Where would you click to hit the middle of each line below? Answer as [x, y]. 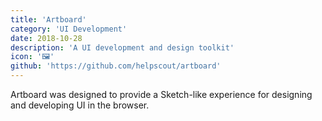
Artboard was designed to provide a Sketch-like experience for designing [161, 94]
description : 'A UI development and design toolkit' [122, 47]
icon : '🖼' [32, 57]
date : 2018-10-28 [46, 38]
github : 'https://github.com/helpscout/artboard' [116, 66]
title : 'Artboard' [48, 19]
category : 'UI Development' [69, 29]
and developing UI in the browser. [80, 105]
